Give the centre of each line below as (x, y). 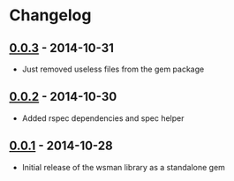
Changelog (50, 15)
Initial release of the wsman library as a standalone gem (123, 167)
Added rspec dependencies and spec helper (103, 118)
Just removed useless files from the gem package (113, 69)
